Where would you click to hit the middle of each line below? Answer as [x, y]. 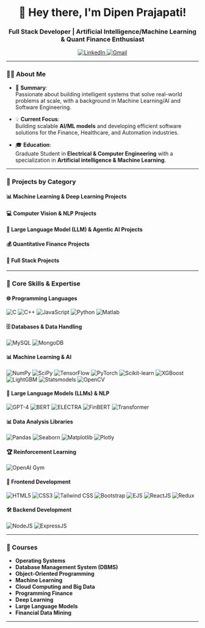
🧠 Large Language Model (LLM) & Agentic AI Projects [75, 230]
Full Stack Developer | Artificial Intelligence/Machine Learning [103, 32]
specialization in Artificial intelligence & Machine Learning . [91, 160]
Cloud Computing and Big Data [55, 587]
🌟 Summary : [31, 88]
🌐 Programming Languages [42, 298]
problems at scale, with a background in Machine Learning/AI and [98, 100]
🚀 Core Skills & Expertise [43, 284]
